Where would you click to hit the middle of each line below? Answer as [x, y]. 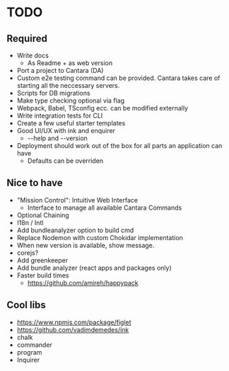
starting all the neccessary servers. [68, 85]
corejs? [28, 253]
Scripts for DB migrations [53, 93]
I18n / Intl [30, 222]
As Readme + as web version [70, 63]
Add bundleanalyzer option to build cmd [75, 230]
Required [27, 39]
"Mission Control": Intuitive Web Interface [77, 200]
